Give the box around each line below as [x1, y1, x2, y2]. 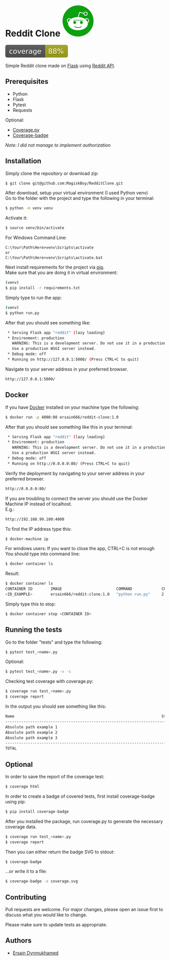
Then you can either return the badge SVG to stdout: [5, 849, 115, 855]
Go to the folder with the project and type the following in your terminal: [5, 195, 154, 201]
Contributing [5, 893, 47, 902]
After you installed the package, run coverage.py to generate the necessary [5, 818, 163, 824]
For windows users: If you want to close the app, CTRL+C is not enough [5, 546, 155, 552]
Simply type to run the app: [5, 294, 62, 301]
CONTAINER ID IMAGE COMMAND [5, 586, 133, 592]
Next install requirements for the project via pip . [5, 264, 105, 271]
